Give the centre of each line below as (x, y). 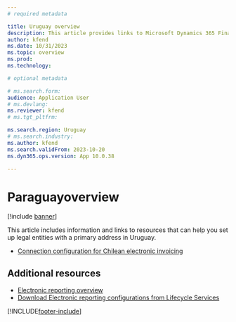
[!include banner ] (32, 217)
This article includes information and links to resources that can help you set (118, 230)
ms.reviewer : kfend (36, 111)
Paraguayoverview (63, 197)
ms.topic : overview (36, 53)
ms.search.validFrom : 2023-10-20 (56, 149)
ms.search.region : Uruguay (47, 130)
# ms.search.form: (34, 91)
